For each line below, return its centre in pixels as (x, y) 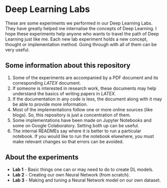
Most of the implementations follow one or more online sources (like (82, 109)
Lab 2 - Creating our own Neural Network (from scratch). (71, 174)
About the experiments (42, 157)
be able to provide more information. (50, 104)
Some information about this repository (68, 65)
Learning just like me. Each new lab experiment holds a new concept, (76, 39)
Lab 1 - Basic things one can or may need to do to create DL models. (83, 169)
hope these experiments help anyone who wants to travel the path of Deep (82, 34)
